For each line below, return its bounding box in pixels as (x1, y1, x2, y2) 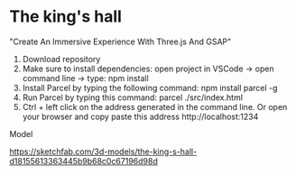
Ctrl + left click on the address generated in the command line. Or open (22, 101, 288, 112)
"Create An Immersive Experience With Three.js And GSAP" (9, 36, 232, 47)
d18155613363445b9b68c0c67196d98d (9, 155, 158, 166)
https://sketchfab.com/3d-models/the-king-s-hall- (9, 146, 198, 157)
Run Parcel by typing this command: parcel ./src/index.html (22, 92, 244, 103)
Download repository (22, 53, 101, 64)
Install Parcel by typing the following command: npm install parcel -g (22, 82, 278, 93)
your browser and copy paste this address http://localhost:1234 (22, 111, 259, 122)
